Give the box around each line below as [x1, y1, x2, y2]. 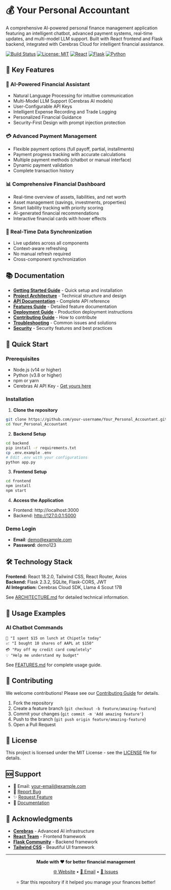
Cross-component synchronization [13, 256, 86, 262]
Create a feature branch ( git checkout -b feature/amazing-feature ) [13, 705, 157, 711]
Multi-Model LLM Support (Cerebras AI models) [13, 98, 113, 104]
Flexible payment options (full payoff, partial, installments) [13, 146, 134, 152]
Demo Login [6, 525, 36, 532]
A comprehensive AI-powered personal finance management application [6, 24, 158, 31]
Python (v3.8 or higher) [13, 372, 62, 378]
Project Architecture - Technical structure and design [13, 293, 126, 299]
